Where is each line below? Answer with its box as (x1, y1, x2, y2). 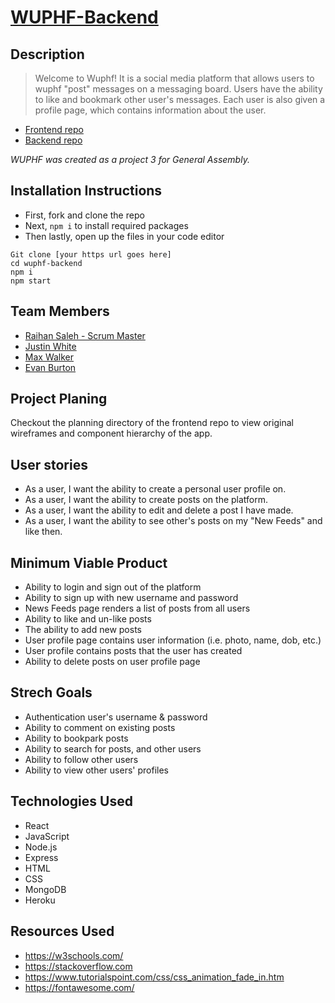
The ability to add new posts (24, 624, 142, 636)
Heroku (24, 894, 56, 906)
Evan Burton (24, 361, 77, 373)
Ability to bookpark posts (24, 732, 129, 744)
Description (10, 46, 85, 63)
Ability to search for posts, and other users (24, 742, 202, 755)
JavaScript (24, 830, 70, 842)
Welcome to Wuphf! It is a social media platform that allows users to (34, 72, 315, 84)
